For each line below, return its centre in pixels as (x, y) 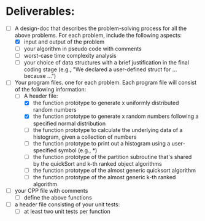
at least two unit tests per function (67, 211)
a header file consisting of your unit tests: (67, 204)
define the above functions (58, 197)
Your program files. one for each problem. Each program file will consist (106, 83)
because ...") (40, 76)
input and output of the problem (64, 42)
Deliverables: (40, 11)
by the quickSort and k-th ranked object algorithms (97, 163)
